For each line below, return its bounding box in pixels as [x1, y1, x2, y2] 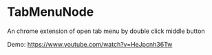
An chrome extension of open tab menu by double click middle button [7, 27, 205, 35]
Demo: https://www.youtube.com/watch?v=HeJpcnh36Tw [7, 40, 173, 48]
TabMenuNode [7, 4, 94, 20]
